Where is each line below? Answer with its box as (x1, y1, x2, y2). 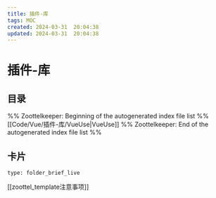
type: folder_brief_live (7, 170, 80, 177)
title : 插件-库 (7, 10, 49, 18)
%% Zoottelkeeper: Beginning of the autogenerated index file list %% (7, 112, 210, 120)
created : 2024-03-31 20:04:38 (7, 23, 99, 30)
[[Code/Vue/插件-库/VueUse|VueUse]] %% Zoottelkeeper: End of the (7, 120, 209, 129)
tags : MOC (7, 17, 37, 24)
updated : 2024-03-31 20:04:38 (7, 30, 99, 37)
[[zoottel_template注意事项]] (7, 182, 89, 191)
